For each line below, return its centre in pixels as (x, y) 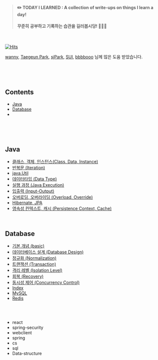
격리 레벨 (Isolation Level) (37, 270)
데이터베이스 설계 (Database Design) (48, 252)
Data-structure (27, 354)
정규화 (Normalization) (34, 258)
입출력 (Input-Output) (33, 191)
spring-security (28, 328)
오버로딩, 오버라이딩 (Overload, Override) (52, 197)
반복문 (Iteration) (29, 168)
